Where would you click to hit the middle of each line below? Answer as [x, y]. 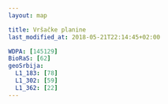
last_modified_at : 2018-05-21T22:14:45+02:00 [84, 37]
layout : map [28, 15]
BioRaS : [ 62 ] [30, 59]
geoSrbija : [26, 66]
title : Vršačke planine [47, 30]
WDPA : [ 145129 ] [33, 51]
